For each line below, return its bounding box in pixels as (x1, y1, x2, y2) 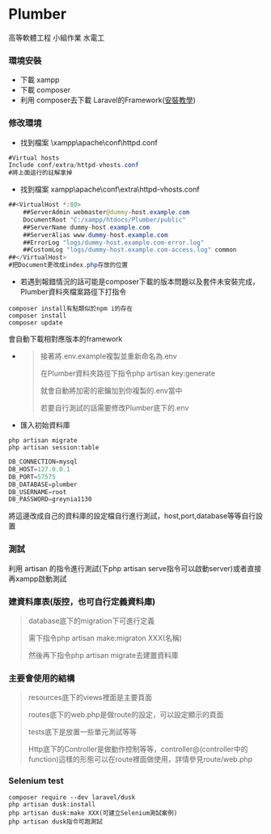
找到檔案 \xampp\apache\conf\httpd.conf (19, 137, 158, 147)
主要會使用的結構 (8, 673, 75, 684)
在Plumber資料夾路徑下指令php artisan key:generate (40, 368, 216, 378)
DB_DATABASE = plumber (8, 480, 78, 488)
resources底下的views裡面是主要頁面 (28, 693, 152, 703)
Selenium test (8, 776, 64, 787)
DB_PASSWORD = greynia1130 (8, 496, 92, 504)
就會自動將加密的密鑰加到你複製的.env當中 (40, 386, 183, 396)
